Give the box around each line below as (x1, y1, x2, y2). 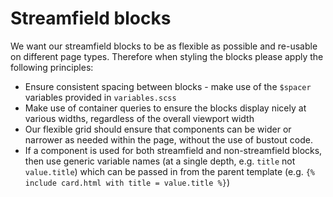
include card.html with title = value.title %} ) (24, 176, 231, 188)
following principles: (10, 61, 94, 73)
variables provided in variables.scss (24, 91, 177, 103)
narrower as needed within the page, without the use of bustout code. (24, 133, 313, 146)
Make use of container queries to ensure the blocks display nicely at (24, 102, 307, 114)
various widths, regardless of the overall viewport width (24, 112, 255, 124)
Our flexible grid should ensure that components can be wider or (24, 123, 292, 135)
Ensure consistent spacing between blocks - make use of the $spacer (24, 80, 312, 92)
